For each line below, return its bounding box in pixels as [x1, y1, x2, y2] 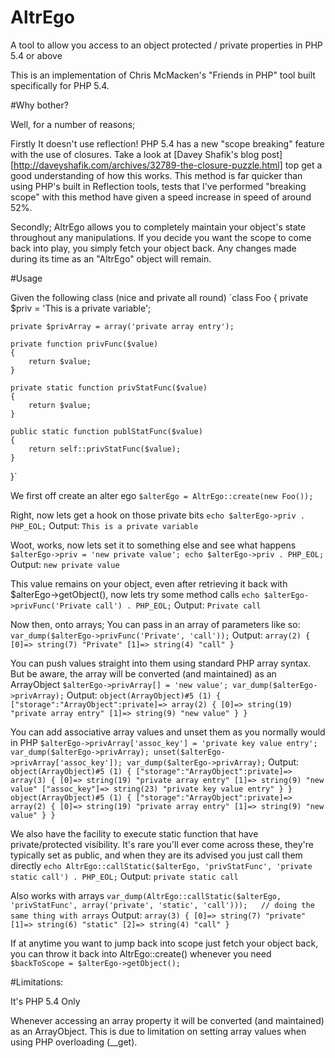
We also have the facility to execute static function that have [10, 827, 259, 840]
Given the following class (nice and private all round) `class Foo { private [10, 291, 309, 303]
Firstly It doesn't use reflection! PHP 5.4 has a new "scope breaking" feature [10, 137, 325, 150]
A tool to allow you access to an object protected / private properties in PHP [10, 39, 323, 51]
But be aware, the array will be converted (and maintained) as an [10, 667, 277, 680]
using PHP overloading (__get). [10, 1036, 138, 1048]
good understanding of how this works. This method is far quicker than [10, 169, 303, 181]
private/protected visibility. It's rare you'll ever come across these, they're [10, 838, 314, 850]
